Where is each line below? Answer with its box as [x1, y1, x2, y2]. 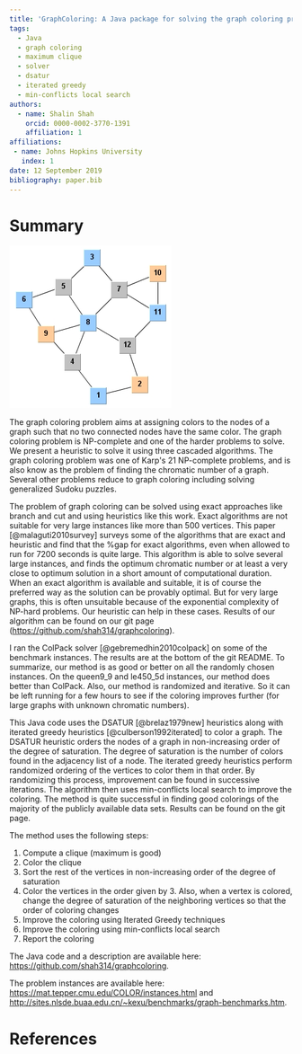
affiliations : [9, 137, 63, 147]
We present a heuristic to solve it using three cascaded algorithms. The [9, 446, 274, 456]
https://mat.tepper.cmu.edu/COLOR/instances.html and [9, 988, 214, 998]
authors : [9, 100, 42, 109]
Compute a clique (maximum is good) [22, 847, 162, 858]
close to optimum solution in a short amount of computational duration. [9, 568, 272, 579]
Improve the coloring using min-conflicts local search [22, 924, 220, 934]
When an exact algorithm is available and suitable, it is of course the [9, 578, 262, 589]
